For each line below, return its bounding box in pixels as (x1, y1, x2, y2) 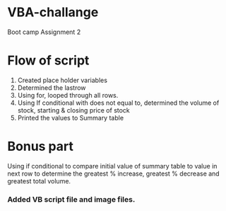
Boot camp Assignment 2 (7, 28, 81, 36)
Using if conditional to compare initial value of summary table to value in (7, 161, 218, 170)
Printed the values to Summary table (17, 113, 124, 122)
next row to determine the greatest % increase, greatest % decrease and (7, 169, 220, 178)
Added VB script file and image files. (7, 194, 136, 204)
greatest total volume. (7, 176, 71, 185)
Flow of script (7, 52, 90, 69)
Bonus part (7, 139, 74, 154)
